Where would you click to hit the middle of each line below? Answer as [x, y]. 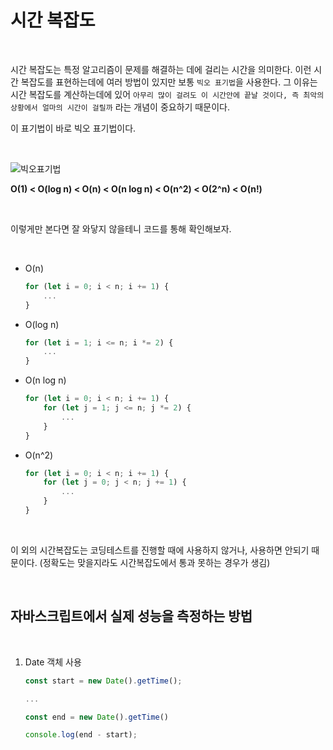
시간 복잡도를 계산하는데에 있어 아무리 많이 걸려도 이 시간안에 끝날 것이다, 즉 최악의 [167, 94]
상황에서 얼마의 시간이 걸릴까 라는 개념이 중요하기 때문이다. [120, 107]
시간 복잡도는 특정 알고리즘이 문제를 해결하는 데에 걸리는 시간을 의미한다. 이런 [161, 69]
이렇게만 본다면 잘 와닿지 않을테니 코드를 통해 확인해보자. [121, 228]
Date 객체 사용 [53, 662]
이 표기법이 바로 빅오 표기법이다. [73, 128]
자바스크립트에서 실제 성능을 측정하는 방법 [131, 616]
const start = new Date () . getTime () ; [103, 681]
